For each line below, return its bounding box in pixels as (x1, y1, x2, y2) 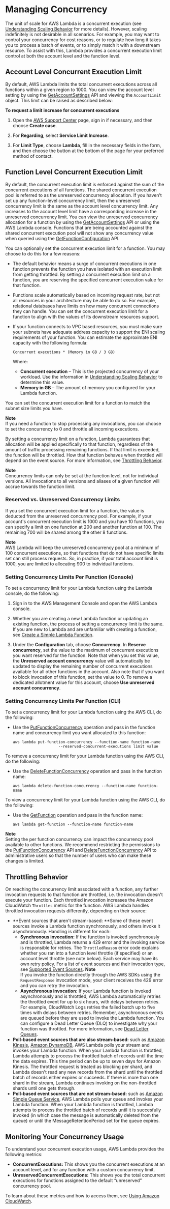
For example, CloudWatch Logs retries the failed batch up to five (20, 1004, 155, 1011)
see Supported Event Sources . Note (20, 966, 96, 972)
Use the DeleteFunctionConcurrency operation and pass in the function (12, 768, 162, 774)
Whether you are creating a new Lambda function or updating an (12, 616, 148, 622)
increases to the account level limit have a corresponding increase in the (5, 208, 157, 214)
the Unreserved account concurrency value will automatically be (12, 658, 150, 664)
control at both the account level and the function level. (5, 52, 121, 59)
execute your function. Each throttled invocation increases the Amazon (5, 897, 154, 903)
